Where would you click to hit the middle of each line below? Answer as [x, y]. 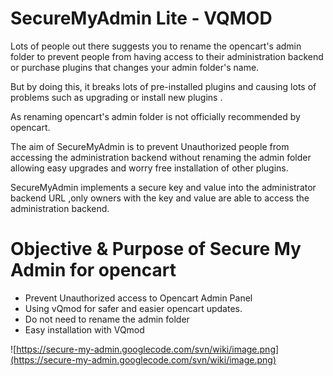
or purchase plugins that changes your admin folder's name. [135, 67]
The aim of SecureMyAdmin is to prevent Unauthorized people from [150, 146]
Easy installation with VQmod [84, 329]
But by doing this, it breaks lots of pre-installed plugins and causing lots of [163, 86]
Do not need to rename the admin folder [107, 319]
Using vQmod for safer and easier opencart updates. [133, 308]
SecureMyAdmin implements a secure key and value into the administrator [163, 187]
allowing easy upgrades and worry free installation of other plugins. [149, 168]
